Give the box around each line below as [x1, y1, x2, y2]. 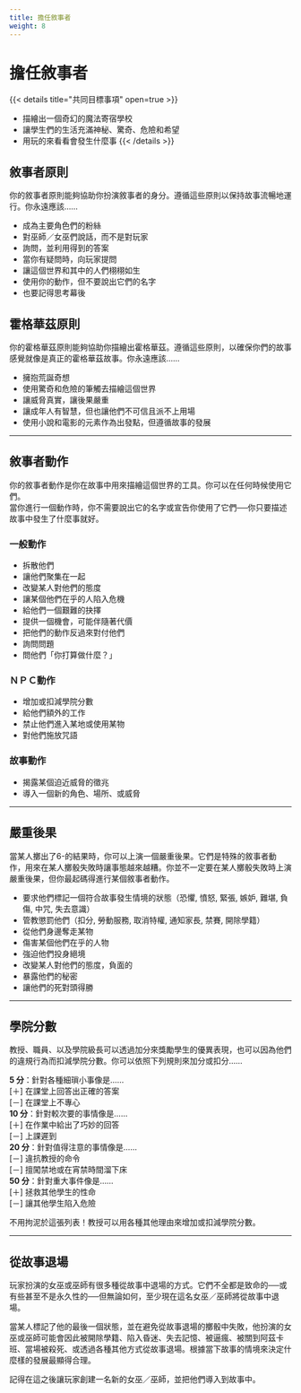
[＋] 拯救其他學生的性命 [9, 1187, 97, 1197]
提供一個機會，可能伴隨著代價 [21, 616, 133, 627]
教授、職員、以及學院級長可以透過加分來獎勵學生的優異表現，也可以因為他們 [9, 1044, 292, 1055]
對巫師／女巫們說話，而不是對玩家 [21, 231, 149, 242]
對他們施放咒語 [21, 730, 78, 741]
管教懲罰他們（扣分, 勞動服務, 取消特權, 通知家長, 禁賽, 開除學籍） [21, 914, 265, 925]
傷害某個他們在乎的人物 [21, 936, 109, 947]
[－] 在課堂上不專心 [9, 1097, 81, 1108]
